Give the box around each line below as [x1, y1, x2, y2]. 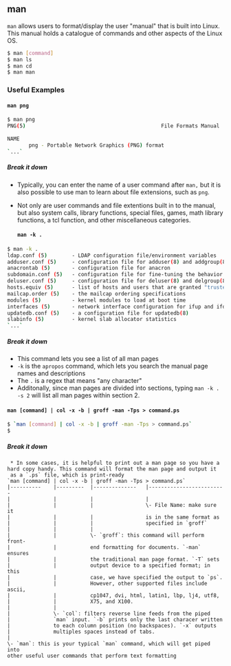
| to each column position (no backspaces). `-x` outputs [7, 623, 217, 629]
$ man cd [7, 63, 32, 70]
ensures [7, 550, 30, 557]
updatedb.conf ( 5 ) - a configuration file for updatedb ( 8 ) [7, 309, 189, 317]
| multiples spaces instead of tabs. [7, 628, 155, 636]
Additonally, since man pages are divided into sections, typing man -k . [16, 384, 220, 393]
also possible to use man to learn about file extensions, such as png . [16, 187, 210, 196]
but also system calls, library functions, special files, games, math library [16, 208, 223, 217]
